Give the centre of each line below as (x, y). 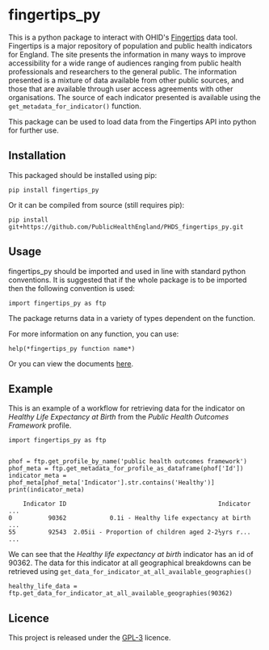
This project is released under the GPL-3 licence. (90, 638)
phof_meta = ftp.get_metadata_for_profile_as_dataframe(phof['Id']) (126, 469)
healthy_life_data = (43, 587)
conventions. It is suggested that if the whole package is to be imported (128, 280)
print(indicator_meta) (46, 490)
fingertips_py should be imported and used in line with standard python (127, 271)
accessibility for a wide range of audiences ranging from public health (125, 63)
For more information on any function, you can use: (94, 334)
